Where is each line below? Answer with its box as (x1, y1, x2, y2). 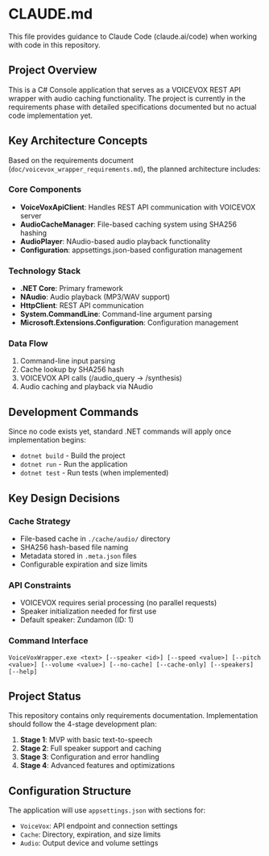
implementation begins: (8, 435, 86, 445)
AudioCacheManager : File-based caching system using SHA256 (19, 219, 238, 229)
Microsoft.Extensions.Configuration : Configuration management (19, 318, 239, 327)
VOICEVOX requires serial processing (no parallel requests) (19, 598, 217, 608)
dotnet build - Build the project (19, 451, 126, 460)
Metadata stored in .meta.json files (19, 551, 137, 560)
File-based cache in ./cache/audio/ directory (19, 534, 171, 543)
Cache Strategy (8, 515, 71, 526)
